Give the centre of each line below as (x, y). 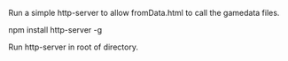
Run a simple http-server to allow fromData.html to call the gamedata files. (144, 13)
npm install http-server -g (55, 30)
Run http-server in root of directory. (74, 47)
